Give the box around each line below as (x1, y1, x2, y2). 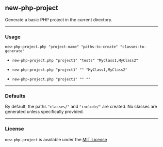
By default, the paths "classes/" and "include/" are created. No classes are (5, 104, 158, 110)
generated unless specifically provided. (5, 109, 84, 114)
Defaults (5, 93, 26, 99)
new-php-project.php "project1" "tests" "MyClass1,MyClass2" (12, 58, 139, 63)
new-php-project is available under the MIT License (5, 136, 108, 142)
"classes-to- (120, 45, 147, 49)
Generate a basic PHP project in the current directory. (5, 16, 113, 22)
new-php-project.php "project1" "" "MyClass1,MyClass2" (12, 67, 128, 72)
